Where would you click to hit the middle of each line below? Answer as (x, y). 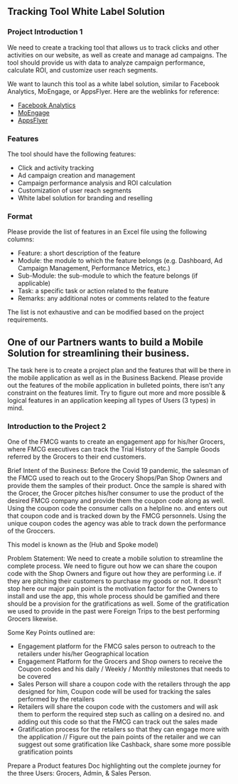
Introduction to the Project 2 (57, 427)
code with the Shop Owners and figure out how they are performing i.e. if (115, 574)
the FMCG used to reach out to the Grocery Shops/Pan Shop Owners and (115, 478)
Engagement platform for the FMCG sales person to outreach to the (117, 646)
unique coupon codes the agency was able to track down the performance (117, 523)
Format (20, 216)
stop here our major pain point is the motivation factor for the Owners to (113, 589)
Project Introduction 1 (45, 32)
